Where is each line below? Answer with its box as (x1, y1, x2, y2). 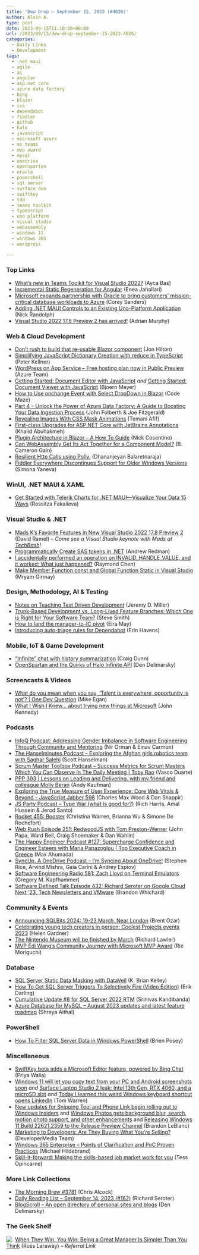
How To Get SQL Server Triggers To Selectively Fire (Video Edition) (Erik (14, 983, 192, 990)
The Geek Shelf (6, 1222, 52, 1231)
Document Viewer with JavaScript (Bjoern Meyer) (14, 383, 137, 390)
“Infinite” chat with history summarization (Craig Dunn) (14, 655, 149, 662)
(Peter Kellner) (14, 358, 50, 365)
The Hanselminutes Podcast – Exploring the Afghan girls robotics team (14, 749, 188, 757)
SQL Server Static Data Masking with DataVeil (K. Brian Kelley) (14, 977, 168, 984)
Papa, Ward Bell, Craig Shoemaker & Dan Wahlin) (14, 832, 135, 839)
